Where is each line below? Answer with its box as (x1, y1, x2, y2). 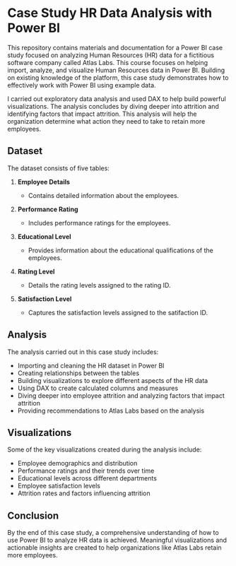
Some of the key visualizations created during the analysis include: (7, 445, 202, 454)
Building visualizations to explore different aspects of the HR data (17, 376, 208, 384)
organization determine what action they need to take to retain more (7, 117, 206, 125)
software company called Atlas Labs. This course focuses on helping (7, 58, 208, 66)
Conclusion (7, 509, 59, 521)
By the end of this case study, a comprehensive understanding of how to (7, 529, 219, 537)
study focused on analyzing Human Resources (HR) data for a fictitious (7, 51, 214, 59)
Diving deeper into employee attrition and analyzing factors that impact (17, 391, 225, 400)
